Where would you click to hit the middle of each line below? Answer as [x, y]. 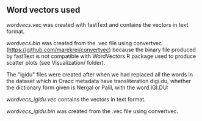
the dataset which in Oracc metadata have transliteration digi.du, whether [99, 81]
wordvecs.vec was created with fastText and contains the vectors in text [97, 24]
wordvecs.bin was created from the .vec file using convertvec [84, 43]
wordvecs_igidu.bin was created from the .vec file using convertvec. [92, 111]
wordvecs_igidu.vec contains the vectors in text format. [76, 99]
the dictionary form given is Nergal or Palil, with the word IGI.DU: [88, 87]
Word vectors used [43, 10]
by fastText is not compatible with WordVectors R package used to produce [101, 56]
